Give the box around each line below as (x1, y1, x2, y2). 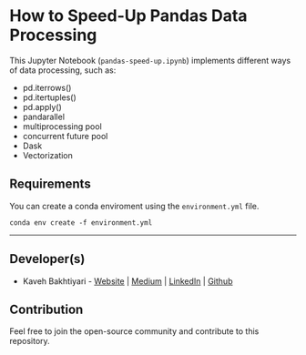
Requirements (9, 177, 91, 192)
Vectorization (22, 149, 73, 160)
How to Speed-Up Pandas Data (9, 5, 248, 26)
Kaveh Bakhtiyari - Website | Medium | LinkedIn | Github (22, 275, 233, 287)
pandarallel (22, 111, 66, 122)
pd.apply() (22, 101, 62, 112)
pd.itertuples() (22, 92, 77, 103)
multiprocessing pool (22, 120, 102, 132)
